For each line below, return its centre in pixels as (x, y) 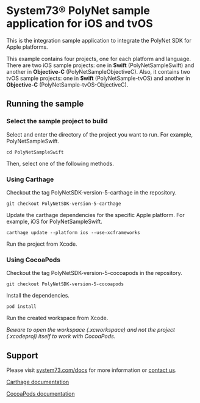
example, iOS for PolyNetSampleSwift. (54, 221)
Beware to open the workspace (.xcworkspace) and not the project (91, 330)
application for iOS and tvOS (80, 23)
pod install (21, 307)
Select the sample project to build (57, 121)
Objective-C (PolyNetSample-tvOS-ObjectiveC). (67, 84)
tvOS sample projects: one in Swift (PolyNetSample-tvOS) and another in (98, 78)
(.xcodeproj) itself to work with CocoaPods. (61, 337)
